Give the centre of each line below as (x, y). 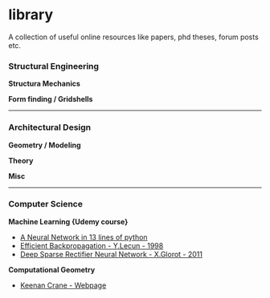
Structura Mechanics (44, 84)
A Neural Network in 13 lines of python (84, 237)
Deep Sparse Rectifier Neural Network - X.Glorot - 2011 (111, 254)
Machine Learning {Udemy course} (68, 221)
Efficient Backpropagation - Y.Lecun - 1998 (92, 245)
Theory (21, 160)
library (31, 15)
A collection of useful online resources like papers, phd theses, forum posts (133, 37)
